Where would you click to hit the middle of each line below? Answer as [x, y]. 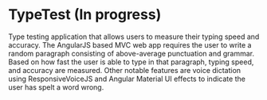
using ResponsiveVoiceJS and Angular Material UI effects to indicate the [127, 79]
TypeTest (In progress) [85, 15]
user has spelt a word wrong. [56, 87]
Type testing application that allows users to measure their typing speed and [134, 37]
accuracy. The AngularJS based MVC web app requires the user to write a [130, 44]
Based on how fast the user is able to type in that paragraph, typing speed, [131, 62]
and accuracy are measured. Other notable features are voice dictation [125, 70]
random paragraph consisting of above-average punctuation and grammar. [132, 53]
